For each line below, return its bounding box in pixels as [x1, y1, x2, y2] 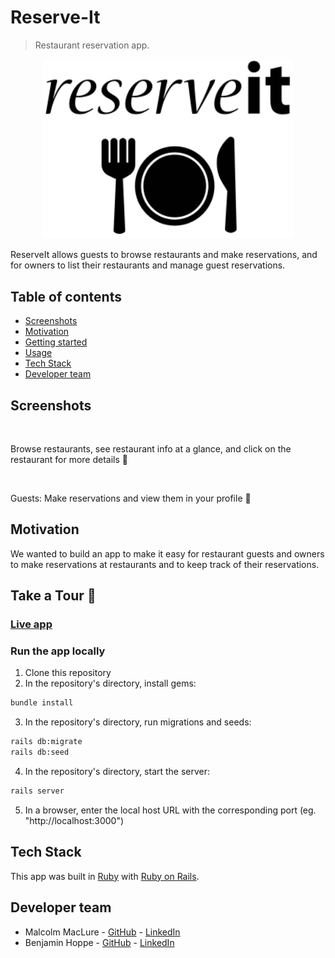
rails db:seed [10, 747, 70, 758]
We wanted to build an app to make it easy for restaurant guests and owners [10, 547, 325, 560]
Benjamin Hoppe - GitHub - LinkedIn [24, 936, 175, 948]
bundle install [10, 698, 74, 708]
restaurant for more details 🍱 [10, 454, 129, 466]
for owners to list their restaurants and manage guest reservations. [10, 259, 286, 271]
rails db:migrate [10, 737, 83, 747]
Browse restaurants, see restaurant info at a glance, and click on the [10, 443, 292, 455]
